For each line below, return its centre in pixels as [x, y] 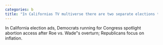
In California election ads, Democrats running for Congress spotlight [73, 28]
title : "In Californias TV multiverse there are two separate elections [80, 14]
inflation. [14, 38]
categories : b [19, 9]
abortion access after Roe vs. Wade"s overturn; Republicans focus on [75, 33]
